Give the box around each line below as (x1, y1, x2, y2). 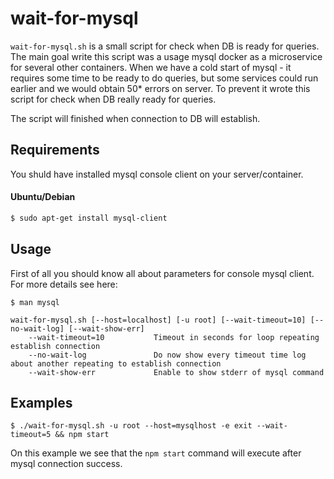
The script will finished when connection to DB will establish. (10, 112, 261, 124)
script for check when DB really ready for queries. (10, 93, 217, 105)
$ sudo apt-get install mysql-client (10, 213, 168, 223)
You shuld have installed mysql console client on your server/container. (10, 168, 304, 180)
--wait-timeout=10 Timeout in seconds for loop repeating (28, 332, 320, 342)
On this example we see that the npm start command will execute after (10, 447, 302, 459)
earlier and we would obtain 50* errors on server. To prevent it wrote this (10, 82, 311, 94)
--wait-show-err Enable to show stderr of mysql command (28, 367, 325, 377)
